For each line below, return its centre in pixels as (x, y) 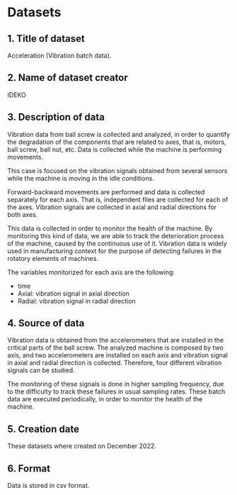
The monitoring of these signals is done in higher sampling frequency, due (116, 384)
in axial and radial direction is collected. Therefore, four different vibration (115, 363)
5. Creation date (44, 429)
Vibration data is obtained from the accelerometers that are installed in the (116, 340)
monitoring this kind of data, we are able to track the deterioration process (116, 235)
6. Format (29, 468)
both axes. (23, 214)
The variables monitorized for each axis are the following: (91, 272)
